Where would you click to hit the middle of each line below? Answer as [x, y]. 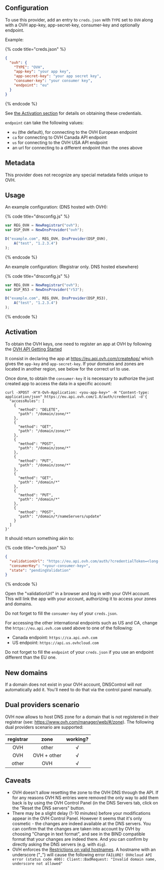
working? [77, 739]
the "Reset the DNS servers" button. [49, 808]
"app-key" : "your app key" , [42, 72]
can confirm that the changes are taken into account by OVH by [76, 829]
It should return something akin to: [40, 538]
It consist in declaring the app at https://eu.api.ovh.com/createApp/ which [79, 358]
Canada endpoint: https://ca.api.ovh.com [55, 638]
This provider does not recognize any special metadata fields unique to [77, 175]
